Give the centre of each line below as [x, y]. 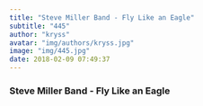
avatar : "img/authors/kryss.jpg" [72, 43]
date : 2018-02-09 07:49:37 [60, 59]
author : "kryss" [40, 34]
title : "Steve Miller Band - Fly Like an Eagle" [102, 18]
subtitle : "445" [40, 26]
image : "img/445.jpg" [50, 51]
